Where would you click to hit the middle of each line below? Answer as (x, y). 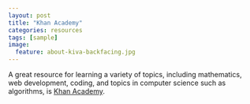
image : (19, 45)
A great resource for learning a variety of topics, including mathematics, (125, 74)
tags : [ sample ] (33, 37)
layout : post (30, 15)
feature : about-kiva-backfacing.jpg (75, 52)
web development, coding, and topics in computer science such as (117, 83)
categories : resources (45, 30)
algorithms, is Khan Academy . (56, 91)
